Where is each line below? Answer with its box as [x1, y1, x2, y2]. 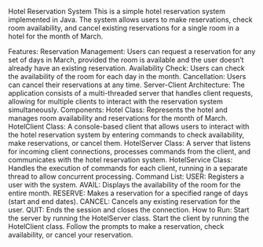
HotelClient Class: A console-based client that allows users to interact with [8, 122, 250, 131]
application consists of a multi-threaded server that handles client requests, [8, 89, 254, 97]
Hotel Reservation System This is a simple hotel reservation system [8, 7, 226, 16]
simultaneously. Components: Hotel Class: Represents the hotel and [8, 105, 228, 114]
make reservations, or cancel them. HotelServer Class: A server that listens [8, 139, 251, 147]
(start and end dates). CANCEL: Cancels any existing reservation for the [8, 197, 241, 206]
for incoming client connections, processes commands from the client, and [8, 147, 251, 156]
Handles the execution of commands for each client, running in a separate [8, 164, 248, 173]
